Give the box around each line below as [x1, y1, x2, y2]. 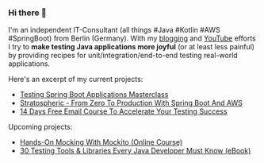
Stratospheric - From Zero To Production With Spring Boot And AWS [19, 99, 243, 108]
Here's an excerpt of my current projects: [8, 75, 143, 84]
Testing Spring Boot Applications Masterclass [19, 90, 169, 99]
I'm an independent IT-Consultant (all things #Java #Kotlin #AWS [8, 25, 220, 35]
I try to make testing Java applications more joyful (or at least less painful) [8, 42, 255, 52]
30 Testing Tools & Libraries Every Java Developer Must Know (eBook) [19, 146, 251, 156]
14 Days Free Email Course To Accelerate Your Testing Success [19, 107, 228, 116]
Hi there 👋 [8, 7, 48, 18]
